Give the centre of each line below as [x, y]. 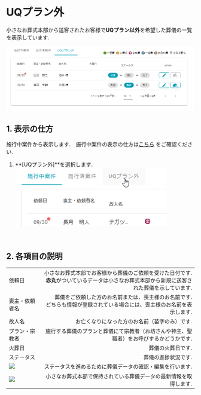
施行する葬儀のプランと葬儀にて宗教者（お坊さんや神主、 [116, 331]
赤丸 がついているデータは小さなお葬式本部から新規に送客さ [119, 280]
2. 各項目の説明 [34, 256]
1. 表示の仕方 [30, 129]
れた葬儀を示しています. [163, 287]
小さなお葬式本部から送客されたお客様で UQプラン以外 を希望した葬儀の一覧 [99, 30]
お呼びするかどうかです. [163, 338]
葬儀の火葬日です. [170, 348]
